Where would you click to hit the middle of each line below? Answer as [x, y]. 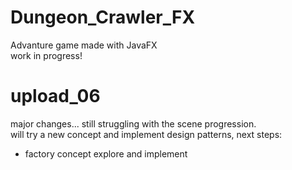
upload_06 [55, 96]
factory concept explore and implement [106, 153]
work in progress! [46, 55]
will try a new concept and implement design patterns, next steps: [146, 134]
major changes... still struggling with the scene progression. [133, 123]
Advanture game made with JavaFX [84, 45]
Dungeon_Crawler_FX [103, 17]
